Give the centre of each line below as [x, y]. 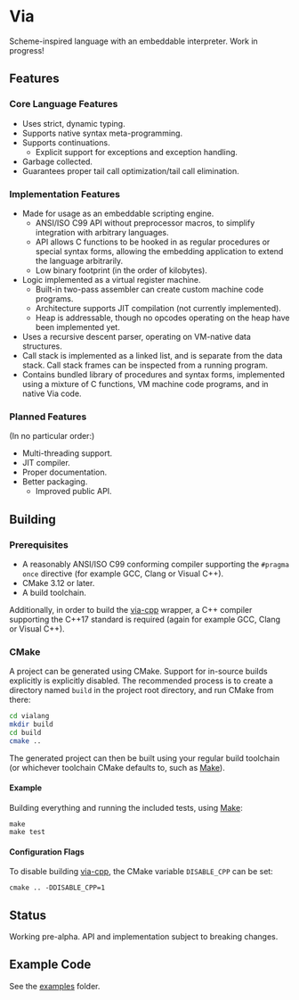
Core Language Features [64, 104]
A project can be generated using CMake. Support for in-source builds [139, 672]
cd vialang [29, 716]
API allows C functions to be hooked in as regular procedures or [153, 242]
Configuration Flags [47, 851]
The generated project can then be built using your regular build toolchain [145, 758]
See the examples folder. [55, 986]
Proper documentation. [65, 472]
